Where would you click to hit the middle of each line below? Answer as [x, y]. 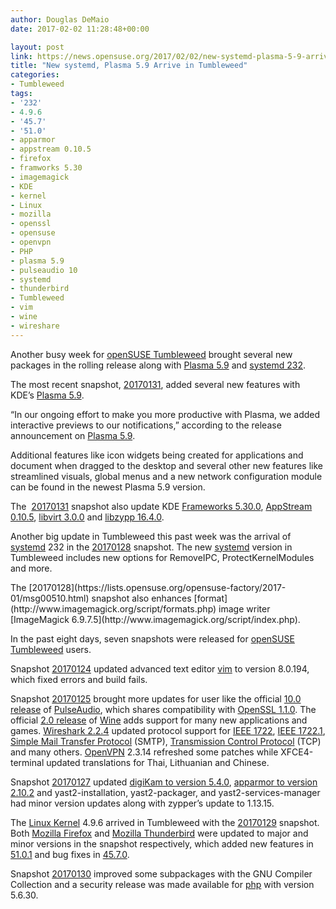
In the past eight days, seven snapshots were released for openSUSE [152, 638]
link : [21, 56]
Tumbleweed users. [51, 649]
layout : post [37, 47]
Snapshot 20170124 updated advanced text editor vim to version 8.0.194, [160, 668]
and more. [31, 568]
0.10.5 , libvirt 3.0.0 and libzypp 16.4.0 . [87, 517]
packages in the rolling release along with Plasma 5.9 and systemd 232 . [158, 365]
